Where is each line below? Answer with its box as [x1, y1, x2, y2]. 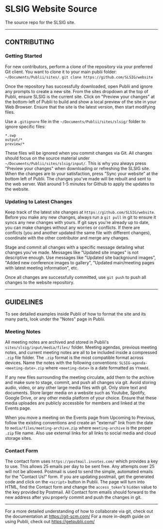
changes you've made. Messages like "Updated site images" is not [5, 249, 139, 255]
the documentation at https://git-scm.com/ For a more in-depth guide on [5, 513, 150, 519]
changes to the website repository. [5, 279, 75, 285]
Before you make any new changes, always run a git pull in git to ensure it [5, 214, 156, 220]
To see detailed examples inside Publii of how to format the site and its [5, 311, 147, 317]
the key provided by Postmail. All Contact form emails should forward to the [5, 489, 156, 495]
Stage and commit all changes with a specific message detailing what [5, 244, 145, 250]
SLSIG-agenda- [119, 361, 148, 366]
